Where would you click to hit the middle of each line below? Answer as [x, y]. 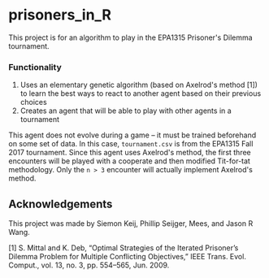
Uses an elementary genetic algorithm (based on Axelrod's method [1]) [139, 85]
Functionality [35, 67]
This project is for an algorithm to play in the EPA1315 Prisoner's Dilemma [131, 37]
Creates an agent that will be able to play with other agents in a [126, 111]
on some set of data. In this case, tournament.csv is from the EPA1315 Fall [131, 144]
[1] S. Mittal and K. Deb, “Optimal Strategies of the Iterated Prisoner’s [124, 248]
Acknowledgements [61, 204]
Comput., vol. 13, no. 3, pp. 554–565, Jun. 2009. [89, 265]
